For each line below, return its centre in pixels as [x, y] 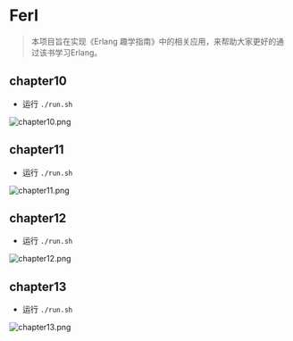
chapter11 [37, 150]
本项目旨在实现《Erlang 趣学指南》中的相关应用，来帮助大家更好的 [154, 41]
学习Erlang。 [79, 52]
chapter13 [38, 287]
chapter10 [38, 81]
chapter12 [38, 218]
